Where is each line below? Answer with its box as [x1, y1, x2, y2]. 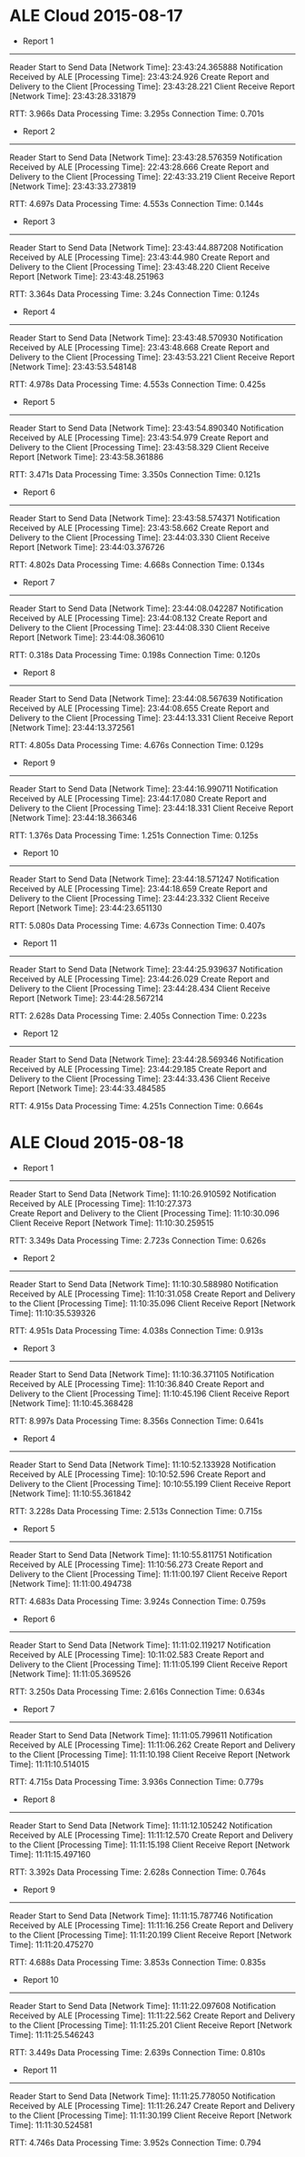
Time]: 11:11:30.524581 [9, 2119, 93, 2130]
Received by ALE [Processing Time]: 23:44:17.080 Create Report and [9, 793, 267, 803]
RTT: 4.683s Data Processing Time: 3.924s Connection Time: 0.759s [9, 1595, 266, 1607]
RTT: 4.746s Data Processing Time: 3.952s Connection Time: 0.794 [9, 2137, 261, 2148]
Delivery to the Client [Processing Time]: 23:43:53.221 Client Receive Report [9, 351, 295, 362]
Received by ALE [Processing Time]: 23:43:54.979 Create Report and [9, 432, 270, 443]
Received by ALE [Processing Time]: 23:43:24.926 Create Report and [9, 71, 270, 82]
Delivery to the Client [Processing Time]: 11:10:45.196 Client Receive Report [9, 1388, 290, 1399]
